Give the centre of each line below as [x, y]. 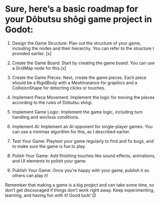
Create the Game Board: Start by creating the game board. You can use [83, 63]
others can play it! [30, 175]
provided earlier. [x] [32, 53]
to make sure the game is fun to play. [49, 146]
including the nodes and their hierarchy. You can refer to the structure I [83, 48]
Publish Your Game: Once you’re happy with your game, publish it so [80, 170]
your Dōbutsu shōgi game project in [79, 19]
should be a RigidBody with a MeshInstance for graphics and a [74, 83]
